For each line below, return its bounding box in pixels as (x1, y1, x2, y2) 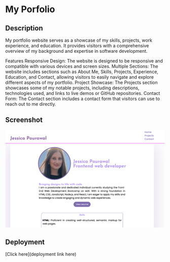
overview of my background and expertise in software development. (5, 48, 148, 54)
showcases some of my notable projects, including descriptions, (5, 85, 140, 91)
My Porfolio (5, 4, 55, 15)
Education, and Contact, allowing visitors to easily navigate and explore (5, 74, 154, 80)
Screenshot (5, 116, 43, 124)
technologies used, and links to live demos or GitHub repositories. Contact (5, 90, 160, 96)
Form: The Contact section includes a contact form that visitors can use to (5, 95, 160, 102)
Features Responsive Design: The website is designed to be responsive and (5, 58, 163, 64)
